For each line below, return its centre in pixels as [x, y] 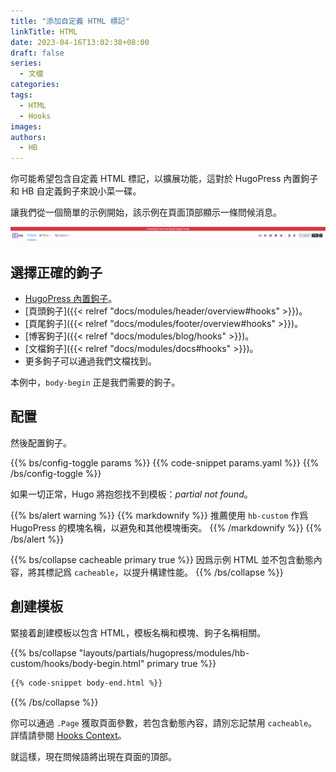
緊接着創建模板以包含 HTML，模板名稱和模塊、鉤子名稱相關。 [138, 632]
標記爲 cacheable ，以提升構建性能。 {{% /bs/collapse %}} [164, 572]
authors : [28, 137]
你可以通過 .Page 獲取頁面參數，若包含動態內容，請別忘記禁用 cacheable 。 [164, 722]
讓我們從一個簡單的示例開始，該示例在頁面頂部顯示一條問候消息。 [146, 212]
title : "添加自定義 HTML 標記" [70, 21]
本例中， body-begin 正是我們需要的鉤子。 [95, 382]
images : [26, 126]
